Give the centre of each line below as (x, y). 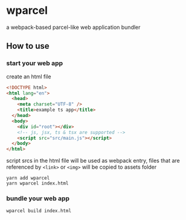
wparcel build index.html (39, 211)
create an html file (29, 77)
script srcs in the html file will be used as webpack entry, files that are (93, 161)
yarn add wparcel (28, 178)
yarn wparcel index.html (37, 184)
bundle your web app (38, 198)
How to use (28, 46)
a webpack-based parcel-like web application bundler (73, 27)
